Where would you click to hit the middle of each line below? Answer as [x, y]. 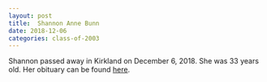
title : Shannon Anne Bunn [54, 23]
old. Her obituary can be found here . [69, 70]
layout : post [30, 16]
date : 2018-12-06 [38, 31]
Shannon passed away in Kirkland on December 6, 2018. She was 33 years [134, 61]
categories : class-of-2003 [54, 38]
